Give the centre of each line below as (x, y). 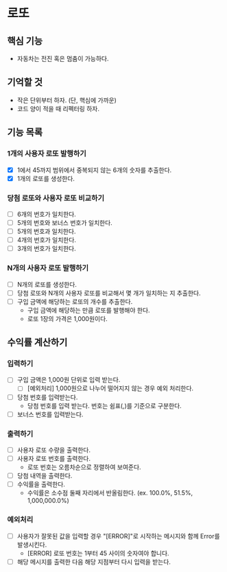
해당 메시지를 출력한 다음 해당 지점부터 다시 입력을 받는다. (94, 562)
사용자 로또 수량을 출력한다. (54, 450)
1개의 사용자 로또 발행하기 (47, 154)
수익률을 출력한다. (41, 484)
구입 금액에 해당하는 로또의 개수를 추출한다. (75, 301)
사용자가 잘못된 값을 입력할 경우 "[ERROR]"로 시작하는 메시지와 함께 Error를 (119, 536)
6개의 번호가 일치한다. (47, 214)
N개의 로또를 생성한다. (47, 284)
